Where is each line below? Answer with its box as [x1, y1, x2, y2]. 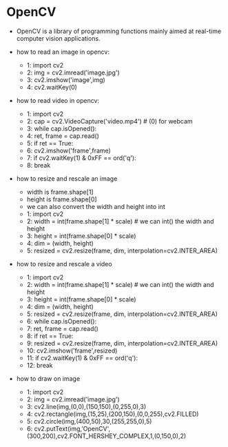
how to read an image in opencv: [16, 48, 110, 56]
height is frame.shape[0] [26, 195, 97, 203]
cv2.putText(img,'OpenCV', [34, 424, 111, 433]
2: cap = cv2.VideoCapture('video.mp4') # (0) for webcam [26, 117, 194, 125]
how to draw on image [16, 374, 81, 383]
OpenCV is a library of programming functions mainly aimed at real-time [16, 27, 222, 35]
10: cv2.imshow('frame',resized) [26, 346, 118, 355]
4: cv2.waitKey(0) [26, 83, 77, 91]
